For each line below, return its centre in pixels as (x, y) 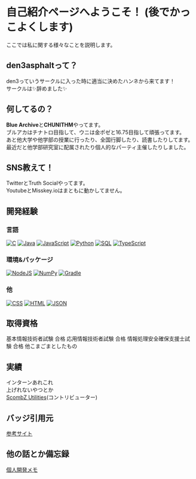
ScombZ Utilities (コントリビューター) (52, 397)
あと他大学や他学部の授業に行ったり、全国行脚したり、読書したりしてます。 (100, 139)
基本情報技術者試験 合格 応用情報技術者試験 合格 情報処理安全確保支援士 (96, 339)
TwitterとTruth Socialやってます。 (47, 183)
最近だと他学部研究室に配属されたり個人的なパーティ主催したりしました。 (98, 147)
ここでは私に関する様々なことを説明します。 (61, 45)
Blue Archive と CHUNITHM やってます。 (55, 125)
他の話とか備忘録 (38, 454)
